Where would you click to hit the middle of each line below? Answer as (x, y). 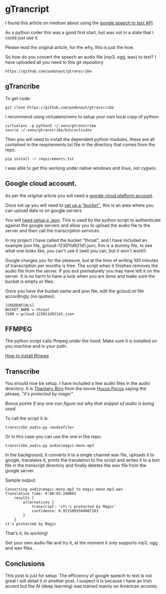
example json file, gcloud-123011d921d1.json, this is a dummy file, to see (79, 245)
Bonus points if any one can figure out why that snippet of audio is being (80, 404)
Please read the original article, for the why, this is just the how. (70, 47)
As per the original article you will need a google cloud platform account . (79, 195)
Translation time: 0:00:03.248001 (41, 494)
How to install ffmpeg (27, 356)
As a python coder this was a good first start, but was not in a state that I (79, 32)
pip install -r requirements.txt (40, 159)
